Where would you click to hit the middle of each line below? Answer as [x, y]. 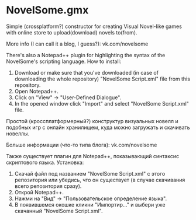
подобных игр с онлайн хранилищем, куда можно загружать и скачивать [98, 127]
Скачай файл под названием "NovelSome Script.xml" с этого [90, 173]
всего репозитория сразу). [48, 186]
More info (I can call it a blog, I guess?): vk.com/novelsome [77, 44]
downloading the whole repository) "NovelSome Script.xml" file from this [102, 79]
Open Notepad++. [36, 91]
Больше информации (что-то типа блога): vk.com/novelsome [82, 145]
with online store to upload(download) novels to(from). [72, 32]
